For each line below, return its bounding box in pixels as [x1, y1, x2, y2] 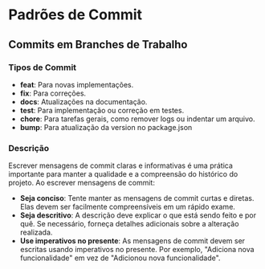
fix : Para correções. [19, 88, 87, 98]
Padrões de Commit [8, 6, 143, 24]
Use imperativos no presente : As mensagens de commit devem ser [19, 236, 246, 246]
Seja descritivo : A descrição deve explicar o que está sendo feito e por [19, 210, 257, 220]
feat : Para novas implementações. [19, 79, 134, 89]
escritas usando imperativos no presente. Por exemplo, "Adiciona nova [19, 245, 255, 255]
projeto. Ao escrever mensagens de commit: [8, 178, 155, 188]
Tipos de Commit [8, 62, 77, 73]
